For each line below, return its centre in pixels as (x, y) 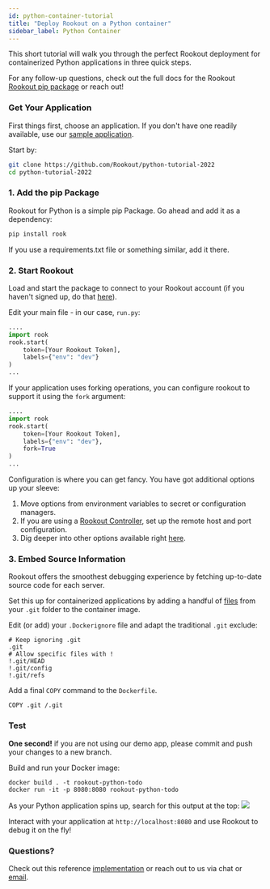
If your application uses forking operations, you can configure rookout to (129, 388)
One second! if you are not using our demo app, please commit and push (131, 743)
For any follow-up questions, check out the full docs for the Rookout (122, 79)
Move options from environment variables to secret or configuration (133, 504)
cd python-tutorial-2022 (50, 172)
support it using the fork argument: (67, 397)
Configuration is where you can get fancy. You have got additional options (131, 479)
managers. (38, 513)
